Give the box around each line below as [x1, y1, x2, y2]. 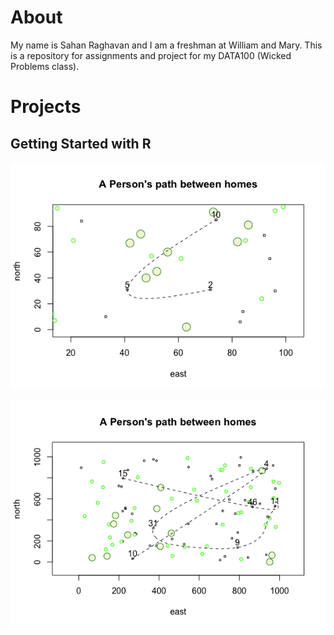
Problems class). [10, 60, 80, 72]
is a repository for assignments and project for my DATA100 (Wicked [10, 49, 292, 61]
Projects [10, 96, 82, 118]
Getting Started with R [10, 135, 152, 152]
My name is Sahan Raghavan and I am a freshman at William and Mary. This [10, 39, 323, 51]
